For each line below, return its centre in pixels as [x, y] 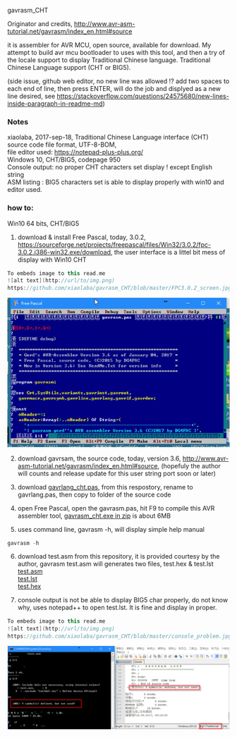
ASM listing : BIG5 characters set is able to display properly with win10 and [116, 182]
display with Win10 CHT [52, 260]
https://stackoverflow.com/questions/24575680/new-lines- [143, 96]
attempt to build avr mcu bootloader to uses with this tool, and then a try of [116, 53]
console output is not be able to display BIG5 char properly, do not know [122, 600]
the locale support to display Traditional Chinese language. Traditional [109, 60]
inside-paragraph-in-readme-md [55, 104]
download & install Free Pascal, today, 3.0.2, [81, 237]
